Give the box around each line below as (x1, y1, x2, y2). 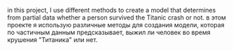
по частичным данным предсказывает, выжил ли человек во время (7, 28, 211, 36)
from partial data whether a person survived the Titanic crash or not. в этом (7, 13, 226, 22)
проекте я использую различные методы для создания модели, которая (7, 21, 225, 29)
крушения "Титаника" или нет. (7, 36, 98, 44)
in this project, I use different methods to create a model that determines (7, 6, 216, 14)
